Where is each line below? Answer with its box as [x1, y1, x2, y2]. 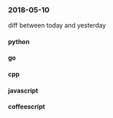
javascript [8, 86, 38, 95]
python [8, 37, 30, 45]
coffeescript [8, 102, 45, 111]
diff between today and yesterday [8, 21, 107, 30]
